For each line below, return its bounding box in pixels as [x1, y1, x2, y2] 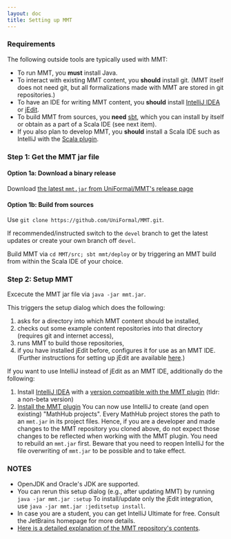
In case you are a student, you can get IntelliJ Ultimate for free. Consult [17, 509, 220, 518]
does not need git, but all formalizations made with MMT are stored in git [17, 83, 224, 91]
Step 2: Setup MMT [7, 275, 74, 284]
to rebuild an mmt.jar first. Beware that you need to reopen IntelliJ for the [17, 439, 225, 448]
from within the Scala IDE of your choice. [7, 257, 123, 266]
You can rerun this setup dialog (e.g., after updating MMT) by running [17, 487, 215, 495]
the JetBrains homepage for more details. [17, 516, 136, 524]
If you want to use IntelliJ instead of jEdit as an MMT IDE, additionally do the [7, 367, 223, 376]
